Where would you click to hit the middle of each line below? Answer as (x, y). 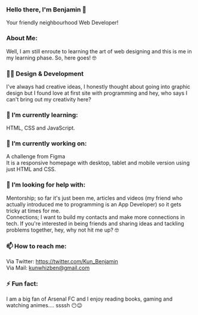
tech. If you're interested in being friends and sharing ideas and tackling (95, 223)
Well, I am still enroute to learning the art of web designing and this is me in (99, 51)
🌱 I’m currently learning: (42, 115)
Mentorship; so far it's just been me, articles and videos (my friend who (94, 198)
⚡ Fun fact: (22, 283)
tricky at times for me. (33, 211)
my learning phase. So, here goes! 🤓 (52, 58)
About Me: (22, 38)
